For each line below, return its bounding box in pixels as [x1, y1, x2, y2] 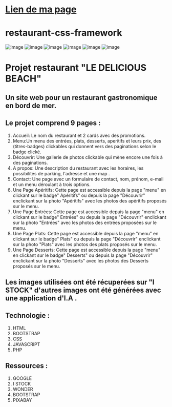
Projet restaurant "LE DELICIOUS [5, 62, 147, 74]
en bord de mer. [5, 101, 57, 110]
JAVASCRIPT [12, 341, 40, 347]
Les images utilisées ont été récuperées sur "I [5, 278, 155, 287]
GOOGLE [12, 375, 32, 381]
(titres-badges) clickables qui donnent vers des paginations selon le [12, 143, 157, 149]
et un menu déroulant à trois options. [12, 181, 91, 188]
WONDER [12, 386, 33, 392]
